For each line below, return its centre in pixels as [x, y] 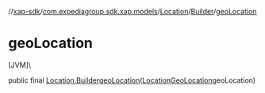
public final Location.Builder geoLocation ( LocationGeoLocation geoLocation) [132, 80]
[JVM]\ [20, 65]
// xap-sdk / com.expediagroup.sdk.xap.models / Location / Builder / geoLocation [132, 11]
